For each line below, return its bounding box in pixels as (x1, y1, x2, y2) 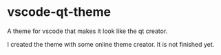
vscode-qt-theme (7, 4, 112, 20)
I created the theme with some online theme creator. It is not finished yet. (7, 40, 215, 48)
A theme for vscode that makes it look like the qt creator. (7, 27, 168, 35)
